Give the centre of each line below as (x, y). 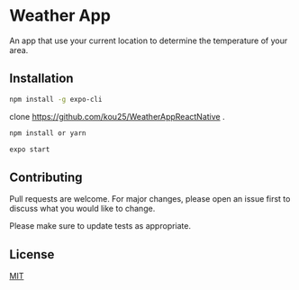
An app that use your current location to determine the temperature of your (149, 41)
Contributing (46, 177)
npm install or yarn (48, 133)
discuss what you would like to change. (82, 209)
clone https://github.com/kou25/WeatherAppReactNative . (117, 116)
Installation (41, 79)
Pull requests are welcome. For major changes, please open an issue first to (150, 199)
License (32, 254)
